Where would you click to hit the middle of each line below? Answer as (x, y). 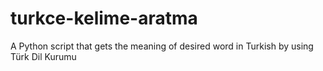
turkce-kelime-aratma (104, 18)
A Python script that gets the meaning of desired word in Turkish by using (162, 46)
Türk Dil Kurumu (43, 56)
